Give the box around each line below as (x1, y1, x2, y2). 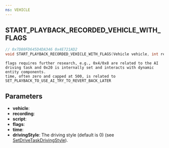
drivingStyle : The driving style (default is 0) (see (12, 132, 114, 138)
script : (12, 116, 27, 122)
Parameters (5, 92, 43, 100)
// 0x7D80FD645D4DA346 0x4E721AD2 (5, 47, 78, 52)
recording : (12, 111, 35, 116)
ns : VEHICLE (5, 7, 30, 13)
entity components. (5, 70, 46, 75)
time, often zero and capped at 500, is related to (5, 74, 116, 79)
